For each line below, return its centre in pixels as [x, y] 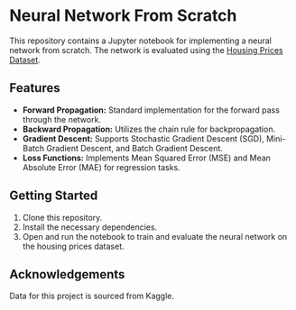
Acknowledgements [67, 274]
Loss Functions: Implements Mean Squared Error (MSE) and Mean [146, 158]
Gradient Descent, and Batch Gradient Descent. [135, 148]
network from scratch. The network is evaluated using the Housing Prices [146, 50]
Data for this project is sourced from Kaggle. [92, 296]
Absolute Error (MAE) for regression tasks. [101, 167]
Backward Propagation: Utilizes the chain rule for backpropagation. [149, 129]
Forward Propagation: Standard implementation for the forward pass [151, 110]
